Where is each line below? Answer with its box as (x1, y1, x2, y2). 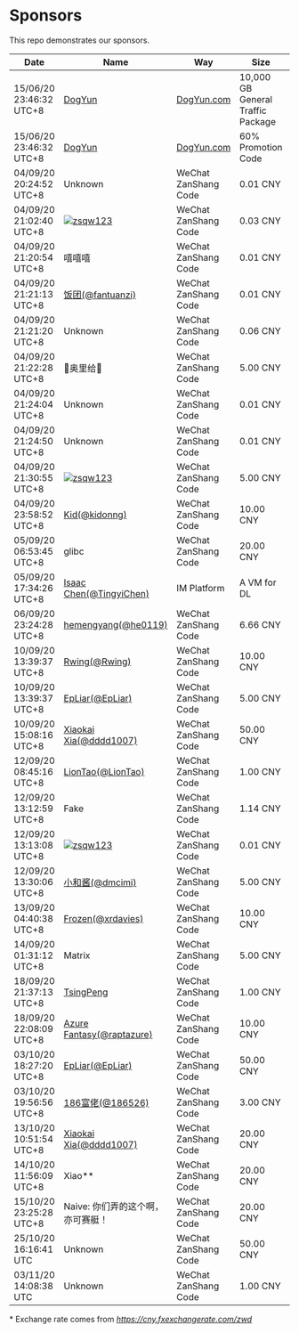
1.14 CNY (238, 802, 282, 815)
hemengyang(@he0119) (63, 618, 168, 630)
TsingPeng (63, 986, 109, 998)
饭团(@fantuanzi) (63, 289, 136, 301)
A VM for (238, 576, 277, 589)
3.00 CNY (238, 1096, 282, 1109)
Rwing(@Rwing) (63, 655, 132, 668)
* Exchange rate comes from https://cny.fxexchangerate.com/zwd (9, 1313, 253, 1324)
